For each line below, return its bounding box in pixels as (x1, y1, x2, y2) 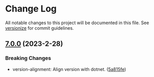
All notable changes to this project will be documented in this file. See (5, 20, 149, 26)
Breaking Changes (5, 55, 52, 62)
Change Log (5, 3, 57, 15)
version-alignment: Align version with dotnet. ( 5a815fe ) (12, 66, 126, 72)
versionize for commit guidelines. (5, 25, 74, 31)
